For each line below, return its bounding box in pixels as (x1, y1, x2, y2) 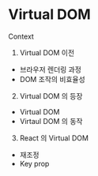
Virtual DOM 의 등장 (19, 91, 83, 100)
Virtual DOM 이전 (19, 47, 75, 57)
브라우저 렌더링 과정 (19, 65, 81, 74)
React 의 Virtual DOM (19, 133, 89, 143)
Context (8, 32, 34, 41)
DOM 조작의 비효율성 (19, 74, 85, 84)
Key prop (19, 159, 50, 168)
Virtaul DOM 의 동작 (19, 116, 83, 125)
